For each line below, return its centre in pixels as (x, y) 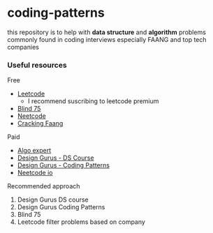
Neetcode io (35, 173)
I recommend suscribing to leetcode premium (93, 101)
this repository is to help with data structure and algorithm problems (106, 32)
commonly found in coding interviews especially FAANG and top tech (107, 39)
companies (23, 47)
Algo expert (34, 151)
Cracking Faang (40, 123)
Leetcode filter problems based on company (81, 222)
